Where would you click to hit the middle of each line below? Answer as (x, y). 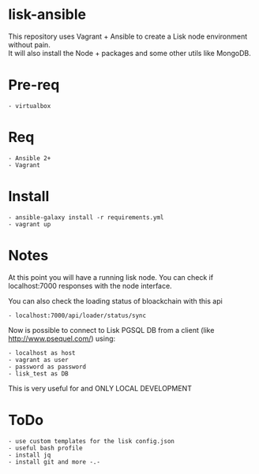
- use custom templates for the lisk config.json (92, 441)
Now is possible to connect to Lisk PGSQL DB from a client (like (111, 330)
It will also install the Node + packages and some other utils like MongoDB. (129, 53)
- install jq (30, 455)
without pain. (30, 44)
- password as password (47, 367)
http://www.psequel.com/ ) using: (62, 338)
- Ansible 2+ (30, 158)
